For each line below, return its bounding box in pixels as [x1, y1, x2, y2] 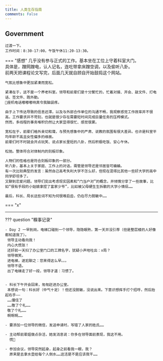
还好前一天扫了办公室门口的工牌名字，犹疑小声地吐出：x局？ [7, 248, 111, 253]
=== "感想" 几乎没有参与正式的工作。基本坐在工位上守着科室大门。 [5, 58, 139, 64]
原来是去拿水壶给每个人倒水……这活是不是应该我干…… [9, 352, 98, 357]
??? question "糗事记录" [5, 217, 52, 223]
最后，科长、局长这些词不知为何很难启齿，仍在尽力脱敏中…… [5, 194, 107, 199]
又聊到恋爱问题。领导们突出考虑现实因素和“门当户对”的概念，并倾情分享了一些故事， [5, 179, 150, 184]
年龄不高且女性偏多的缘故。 [8, 135, 56, 139]
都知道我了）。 [5, 233, 29, 238]
